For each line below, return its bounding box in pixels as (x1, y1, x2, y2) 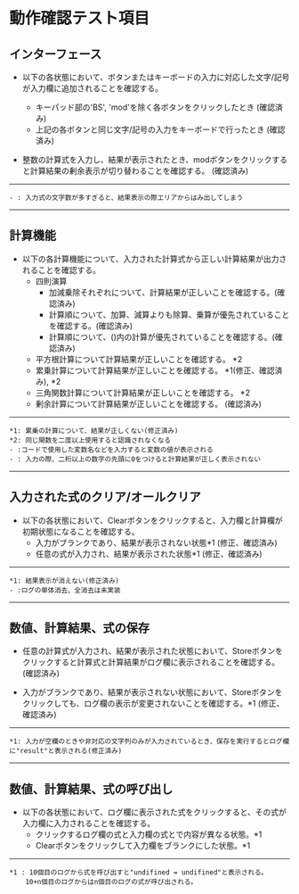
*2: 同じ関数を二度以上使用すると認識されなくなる (9, 435, 172, 444)
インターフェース (9, 46, 102, 62)
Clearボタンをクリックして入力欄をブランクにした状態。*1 (35, 840, 251, 851)
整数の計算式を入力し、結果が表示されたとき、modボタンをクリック (21, 154, 273, 165)
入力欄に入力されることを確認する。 (21, 818, 156, 829)
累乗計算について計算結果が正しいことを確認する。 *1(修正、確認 (35, 365, 275, 376)
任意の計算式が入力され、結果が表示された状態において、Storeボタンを (21, 646, 283, 657)
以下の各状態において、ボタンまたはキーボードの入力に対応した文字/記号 (21, 72, 290, 82)
